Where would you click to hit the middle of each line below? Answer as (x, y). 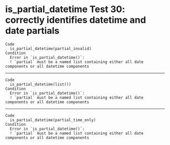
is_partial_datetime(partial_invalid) (51, 49)
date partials (32, 31)
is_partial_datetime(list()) (40, 84)
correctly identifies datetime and (76, 20)
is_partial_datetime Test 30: (65, 9)
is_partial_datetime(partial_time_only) (53, 120)
